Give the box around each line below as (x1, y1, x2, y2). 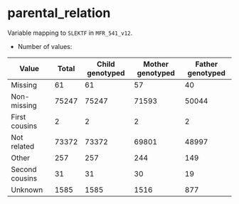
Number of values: (17, 42, 73, 50)
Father (195, 59, 218, 69)
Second (11, 164, 37, 174)
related (11, 141, 35, 151)
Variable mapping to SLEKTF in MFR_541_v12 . (7, 28, 133, 37)
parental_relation (7, 5, 111, 21)
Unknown (11, 185, 43, 195)
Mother (143, 59, 169, 69)
